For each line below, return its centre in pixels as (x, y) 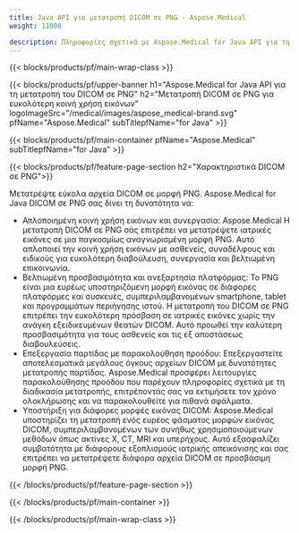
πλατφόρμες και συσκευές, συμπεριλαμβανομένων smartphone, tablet (154, 297)
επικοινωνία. (46, 268)
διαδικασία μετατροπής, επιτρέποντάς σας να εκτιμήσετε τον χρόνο (149, 392)
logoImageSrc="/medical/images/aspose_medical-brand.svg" (124, 114)
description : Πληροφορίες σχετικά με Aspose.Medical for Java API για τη (150, 42)
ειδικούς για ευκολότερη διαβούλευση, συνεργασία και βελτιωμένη (149, 258)
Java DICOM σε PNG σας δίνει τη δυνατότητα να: (102, 203)
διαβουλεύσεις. (51, 344)
